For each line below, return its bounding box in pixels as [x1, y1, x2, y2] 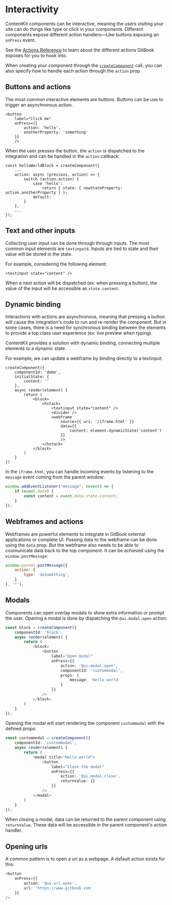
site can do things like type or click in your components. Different [5, 26, 143, 32]
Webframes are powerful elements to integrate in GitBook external [5, 531, 145, 537]
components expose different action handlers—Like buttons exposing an [5, 31, 159, 37]
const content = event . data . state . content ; [24, 494, 118, 499]
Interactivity [5, 4, 59, 15]
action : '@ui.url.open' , [24, 880, 77, 886]
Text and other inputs [5, 226, 75, 235]
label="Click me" [14, 116, 52, 121]
